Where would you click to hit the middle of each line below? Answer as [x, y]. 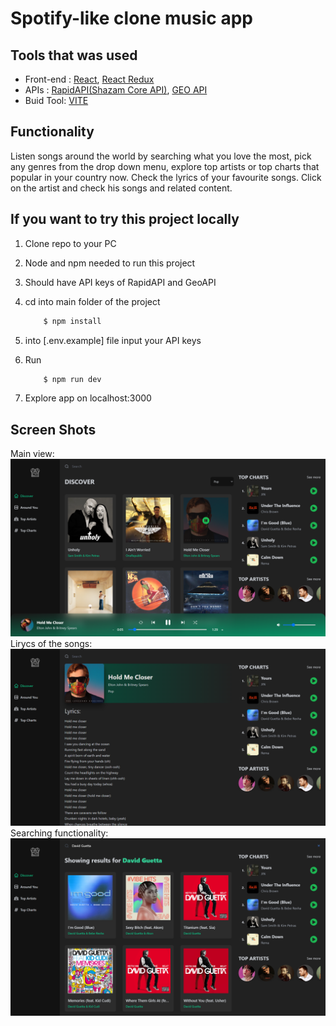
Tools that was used [74, 55]
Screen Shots [53, 429]
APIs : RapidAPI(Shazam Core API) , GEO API [116, 90]
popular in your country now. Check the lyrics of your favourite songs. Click [166, 177]
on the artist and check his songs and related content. [121, 188]
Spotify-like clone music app [131, 18]
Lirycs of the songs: [51, 643]
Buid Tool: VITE [56, 100]
